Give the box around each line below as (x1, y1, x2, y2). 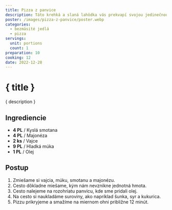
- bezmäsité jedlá (10, 27, 50, 32)
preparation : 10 (5, 50, 40, 55)
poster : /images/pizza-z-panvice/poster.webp (5, 17, 104, 22)
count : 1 (10, 45, 29, 51)
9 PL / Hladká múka (12, 144, 54, 149)
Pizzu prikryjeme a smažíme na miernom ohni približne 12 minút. (12, 199, 149, 205)
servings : (5, 36, 27, 41)
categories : (5, 21, 31, 27)
